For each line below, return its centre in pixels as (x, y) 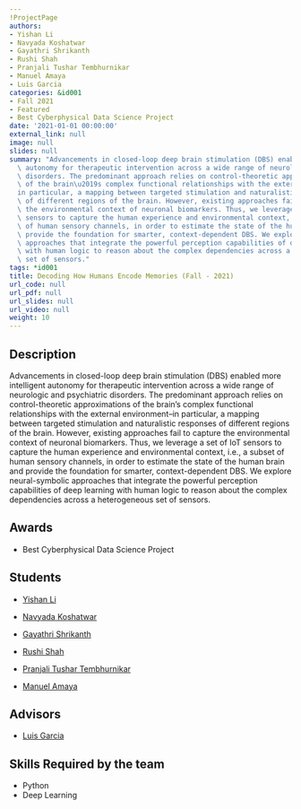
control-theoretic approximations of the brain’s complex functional (131, 404)
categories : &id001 (46, 92)
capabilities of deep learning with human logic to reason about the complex (149, 490)
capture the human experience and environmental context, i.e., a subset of (147, 452)
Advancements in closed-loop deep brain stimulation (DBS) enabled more (146, 375)
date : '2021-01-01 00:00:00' (64, 126)
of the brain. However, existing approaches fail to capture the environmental (150, 432)
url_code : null (38, 284)
